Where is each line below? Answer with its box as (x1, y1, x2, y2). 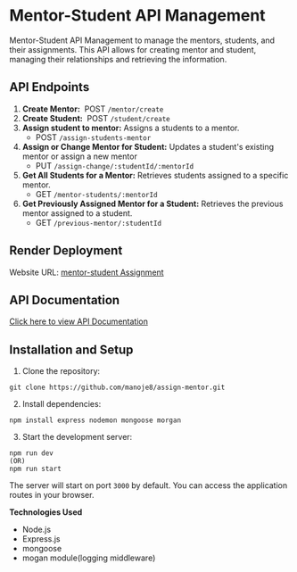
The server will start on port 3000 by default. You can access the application (9, 480, 288, 491)
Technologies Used (9, 507, 83, 518)
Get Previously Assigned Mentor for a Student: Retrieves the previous (21, 198, 284, 209)
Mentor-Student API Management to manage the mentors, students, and (9, 35, 275, 46)
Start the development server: (21, 432, 133, 443)
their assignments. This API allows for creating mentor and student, (9, 44, 257, 54)
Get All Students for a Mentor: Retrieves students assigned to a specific (21, 170, 289, 180)
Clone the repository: (21, 366, 101, 377)
